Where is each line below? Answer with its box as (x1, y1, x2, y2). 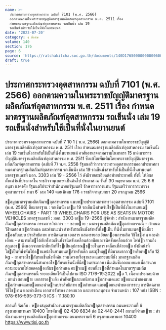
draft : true (5, 58, 30, 63)
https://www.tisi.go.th (5, 319, 49, 325)
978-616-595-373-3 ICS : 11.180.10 (5, 293, 75, 299)
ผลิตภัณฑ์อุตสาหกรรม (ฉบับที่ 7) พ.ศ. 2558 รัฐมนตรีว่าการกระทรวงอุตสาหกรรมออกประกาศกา (5, 161, 159, 167)
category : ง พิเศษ (5, 35, 39, 40)
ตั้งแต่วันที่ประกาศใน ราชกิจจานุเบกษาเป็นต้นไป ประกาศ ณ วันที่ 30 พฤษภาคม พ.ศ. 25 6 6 (5, 178, 155, 184)
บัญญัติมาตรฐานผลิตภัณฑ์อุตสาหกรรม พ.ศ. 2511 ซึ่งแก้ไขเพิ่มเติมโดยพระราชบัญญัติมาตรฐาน (5, 156, 154, 162)
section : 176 (5, 44, 32, 49)
